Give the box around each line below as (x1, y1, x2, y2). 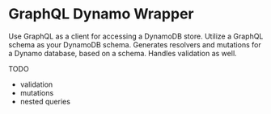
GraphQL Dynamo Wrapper (8, 5, 194, 23)
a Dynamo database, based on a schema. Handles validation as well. (8, 48, 237, 58)
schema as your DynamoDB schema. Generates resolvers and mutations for (8, 39, 261, 49)
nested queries (19, 96, 71, 106)
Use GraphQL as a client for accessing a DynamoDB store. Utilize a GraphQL (8, 31, 264, 41)
